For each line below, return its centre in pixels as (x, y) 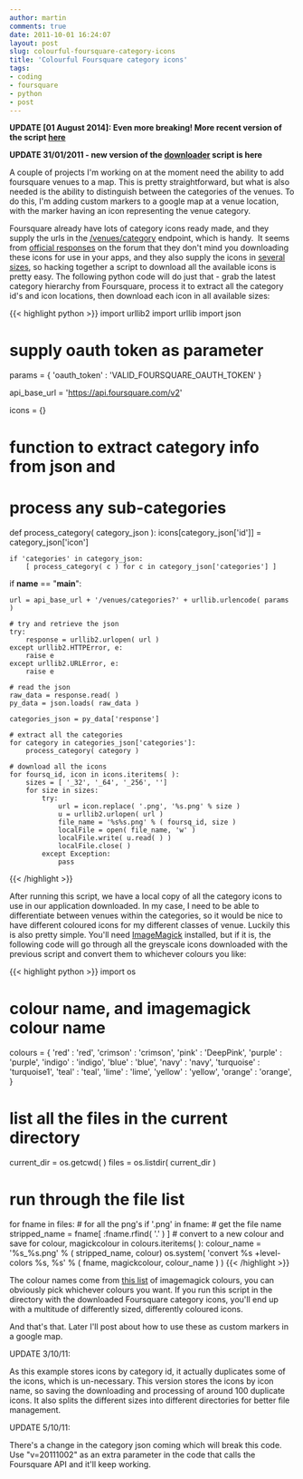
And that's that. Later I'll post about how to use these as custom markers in (149, 1327)
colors (21, 1263)
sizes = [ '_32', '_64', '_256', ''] (97, 783)
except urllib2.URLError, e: (64, 664)
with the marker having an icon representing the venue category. (130, 211)
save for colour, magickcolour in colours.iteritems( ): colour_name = (136, 1243)
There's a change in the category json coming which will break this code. (146, 1445)
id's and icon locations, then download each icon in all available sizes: (140, 296)
